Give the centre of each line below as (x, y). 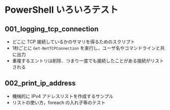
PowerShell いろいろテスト (62, 10)
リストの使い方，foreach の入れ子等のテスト (59, 102)
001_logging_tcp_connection (52, 29)
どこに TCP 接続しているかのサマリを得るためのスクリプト (74, 42)
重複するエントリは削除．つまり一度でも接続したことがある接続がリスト (88, 61)
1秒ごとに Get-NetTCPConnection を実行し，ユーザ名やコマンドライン (84, 48)
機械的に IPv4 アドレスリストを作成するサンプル (63, 96)
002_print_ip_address (40, 83)
